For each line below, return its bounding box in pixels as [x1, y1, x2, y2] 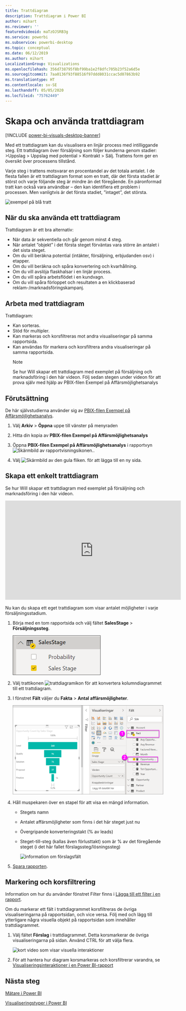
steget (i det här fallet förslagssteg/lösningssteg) [20, 844, 121, 850]
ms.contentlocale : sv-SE [5, 83, 57, 88]
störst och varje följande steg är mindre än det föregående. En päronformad [5, 178, 162, 184]
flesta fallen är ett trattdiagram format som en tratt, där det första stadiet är [5, 173, 160, 179]
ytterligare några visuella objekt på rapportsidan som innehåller [5, 917, 136, 923]
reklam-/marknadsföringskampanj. [12, 285, 84, 291]
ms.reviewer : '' [5, 24, 39, 29]
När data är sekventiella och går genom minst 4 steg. [12, 237, 122, 243]
